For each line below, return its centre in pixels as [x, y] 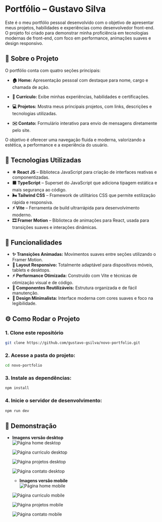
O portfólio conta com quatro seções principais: [53, 70]
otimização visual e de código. [43, 283]
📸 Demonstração [31, 426]
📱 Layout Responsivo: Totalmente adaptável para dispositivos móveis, [83, 265]
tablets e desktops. [31, 270]
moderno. [22, 215]
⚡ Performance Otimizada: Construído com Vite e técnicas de [74, 276]
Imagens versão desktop [38, 438]
